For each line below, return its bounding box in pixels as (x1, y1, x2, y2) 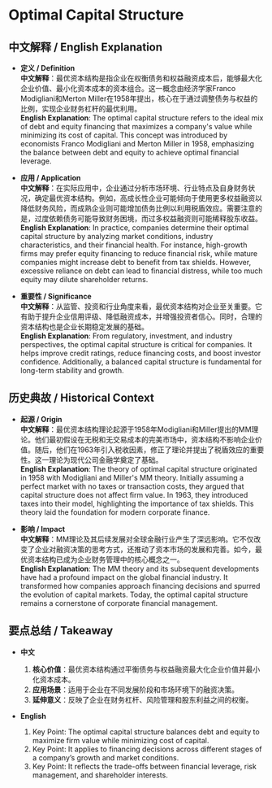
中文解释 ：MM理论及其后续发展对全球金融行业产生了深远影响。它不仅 (19, 534, 254, 544)
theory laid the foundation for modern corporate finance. (19, 507, 210, 517)
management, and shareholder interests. (32, 770, 168, 780)
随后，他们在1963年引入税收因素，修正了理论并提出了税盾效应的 (34, 445, 250, 455)
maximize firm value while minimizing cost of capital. (32, 735, 209, 745)
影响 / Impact (19, 524, 66, 533)
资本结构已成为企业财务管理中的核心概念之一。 (27, 555, 184, 564)
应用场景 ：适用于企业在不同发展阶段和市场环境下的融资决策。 (32, 685, 240, 694)
